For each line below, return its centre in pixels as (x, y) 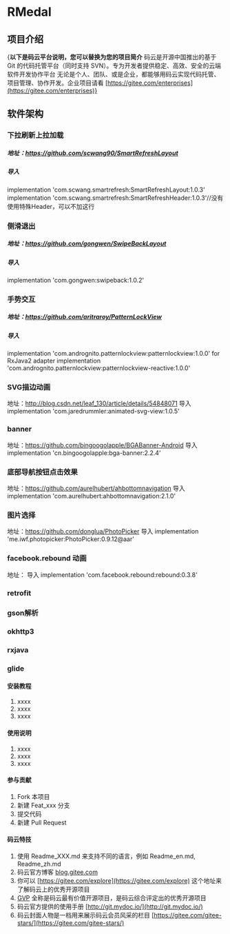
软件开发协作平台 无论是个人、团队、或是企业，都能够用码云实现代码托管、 (114, 74)
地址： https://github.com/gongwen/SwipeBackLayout (87, 244)
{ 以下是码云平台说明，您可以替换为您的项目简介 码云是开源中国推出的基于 (112, 57)
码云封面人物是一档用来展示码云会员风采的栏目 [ (85, 915)
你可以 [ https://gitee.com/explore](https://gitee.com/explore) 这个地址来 (119, 881)
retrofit (19, 593)
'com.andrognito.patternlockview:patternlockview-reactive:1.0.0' (99, 368)
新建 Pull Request (42, 822)
